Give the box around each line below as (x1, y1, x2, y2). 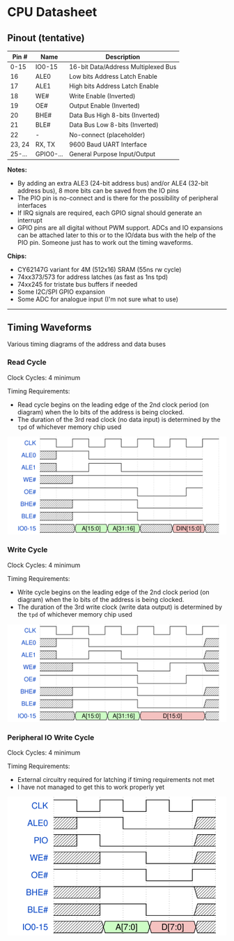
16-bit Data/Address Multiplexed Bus (69, 62, 177, 70)
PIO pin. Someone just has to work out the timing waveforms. (17, 238, 194, 246)
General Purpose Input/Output (69, 150, 155, 158)
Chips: (7, 252, 27, 260)
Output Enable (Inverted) (69, 101, 141, 110)
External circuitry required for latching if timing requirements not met (17, 776, 214, 784)
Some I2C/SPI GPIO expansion (17, 287, 106, 296)
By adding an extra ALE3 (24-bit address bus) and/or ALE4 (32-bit (17, 179, 209, 187)
